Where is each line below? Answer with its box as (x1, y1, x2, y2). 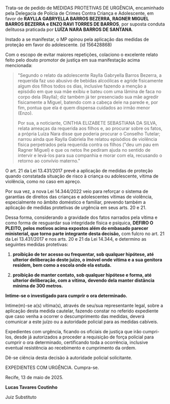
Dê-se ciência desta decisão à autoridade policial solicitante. (5, 355, 132, 361)
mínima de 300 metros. (12, 283, 63, 288)
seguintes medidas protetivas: (5, 242, 69, 247)
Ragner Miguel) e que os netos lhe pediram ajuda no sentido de (17, 147, 151, 153)
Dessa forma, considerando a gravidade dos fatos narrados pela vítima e (5, 214, 158, 220)
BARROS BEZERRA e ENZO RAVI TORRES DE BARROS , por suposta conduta (5, 21, 165, 27)
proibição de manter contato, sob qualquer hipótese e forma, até (12, 272, 152, 278)
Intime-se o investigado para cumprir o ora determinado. (5, 293, 128, 299)
